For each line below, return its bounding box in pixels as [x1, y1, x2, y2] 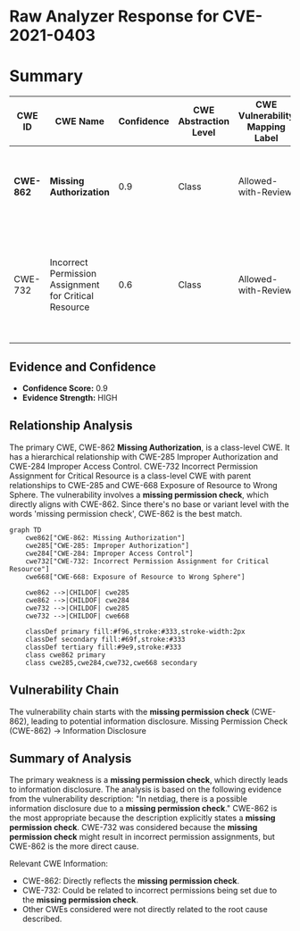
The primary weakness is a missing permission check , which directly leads [9, 775, 288, 786]
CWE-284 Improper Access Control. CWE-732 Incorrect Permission [9, 461, 259, 471]
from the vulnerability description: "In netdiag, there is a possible [9, 794, 248, 804]
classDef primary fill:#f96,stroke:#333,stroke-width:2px [25, 627, 246, 636]
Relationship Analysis [9, 418, 133, 434]
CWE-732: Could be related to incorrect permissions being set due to [21, 885, 278, 896]
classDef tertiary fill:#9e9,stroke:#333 [25, 643, 181, 652]
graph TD [9, 525, 42, 535]
